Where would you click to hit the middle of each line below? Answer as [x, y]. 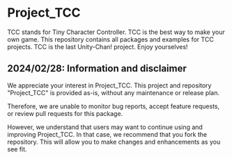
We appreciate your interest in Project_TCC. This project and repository [109, 85]
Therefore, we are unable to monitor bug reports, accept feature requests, [114, 106]
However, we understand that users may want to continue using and [105, 127]
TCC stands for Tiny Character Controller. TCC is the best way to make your [116, 32]
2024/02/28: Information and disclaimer [97, 68]
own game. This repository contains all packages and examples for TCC [110, 39]
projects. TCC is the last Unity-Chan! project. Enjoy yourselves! [98, 47]
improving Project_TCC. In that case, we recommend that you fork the [107, 134]
